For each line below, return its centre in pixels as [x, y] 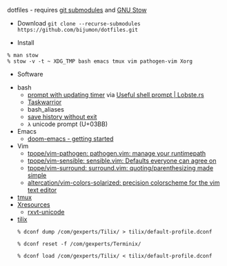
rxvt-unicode [46, 212]
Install [26, 43]
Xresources [33, 205]
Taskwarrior [45, 102]
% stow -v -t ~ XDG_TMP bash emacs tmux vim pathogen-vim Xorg [100, 61]
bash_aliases [46, 109]
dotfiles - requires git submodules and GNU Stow [77, 10]
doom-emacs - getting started [70, 139]
